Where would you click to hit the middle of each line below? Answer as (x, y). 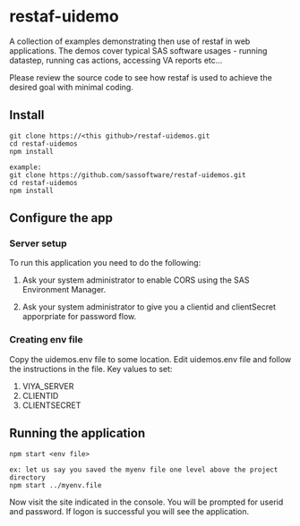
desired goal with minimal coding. (72, 87)
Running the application (77, 433)
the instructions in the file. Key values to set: (91, 369)
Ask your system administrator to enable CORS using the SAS (136, 280)
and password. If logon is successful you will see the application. (129, 511)
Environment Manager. (64, 290)
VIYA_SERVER (48, 386)
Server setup (38, 243)
